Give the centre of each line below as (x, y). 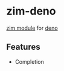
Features (23, 47)
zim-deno (31, 11)
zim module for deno (32, 28)
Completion (29, 61)
